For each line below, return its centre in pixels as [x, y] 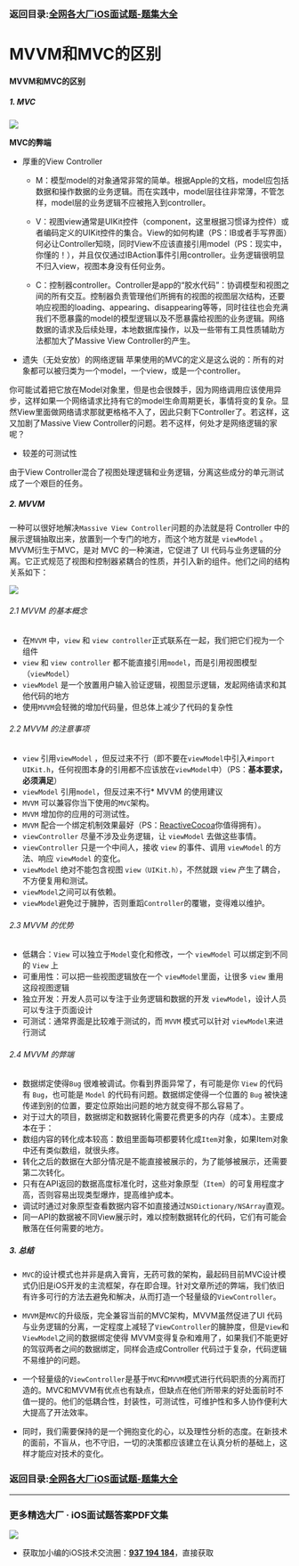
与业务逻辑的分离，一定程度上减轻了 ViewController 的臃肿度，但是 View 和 [155, 1327]
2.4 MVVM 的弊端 [42, 1054]
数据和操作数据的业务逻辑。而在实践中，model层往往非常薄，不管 [156, 191]
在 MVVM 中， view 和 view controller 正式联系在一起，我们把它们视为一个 [153, 640]
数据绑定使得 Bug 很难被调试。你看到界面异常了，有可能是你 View [140, 1083]
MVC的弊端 [30, 142]
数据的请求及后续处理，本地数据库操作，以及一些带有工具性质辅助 [156, 329]
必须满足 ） [42, 780]
